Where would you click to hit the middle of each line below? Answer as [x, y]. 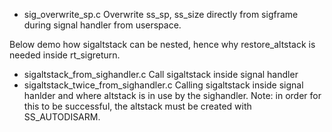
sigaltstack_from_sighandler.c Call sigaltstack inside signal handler [161, 74]
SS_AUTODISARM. [62, 117]
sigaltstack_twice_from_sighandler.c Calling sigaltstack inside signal [163, 85]
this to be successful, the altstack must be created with [137, 106]
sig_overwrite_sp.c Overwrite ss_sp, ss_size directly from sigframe [161, 14]
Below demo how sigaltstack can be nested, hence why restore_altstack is [162, 44]
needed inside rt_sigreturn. [65, 55]
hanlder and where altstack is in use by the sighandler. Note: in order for [172, 95]
